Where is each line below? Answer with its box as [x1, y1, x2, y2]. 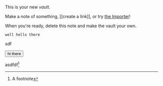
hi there [7, 51, 21, 56]
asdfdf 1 [5, 61, 20, 68]
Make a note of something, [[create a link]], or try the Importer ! [5, 14, 131, 19]
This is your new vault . [5, 4, 50, 10]
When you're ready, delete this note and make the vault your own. [5, 23, 137, 29]
